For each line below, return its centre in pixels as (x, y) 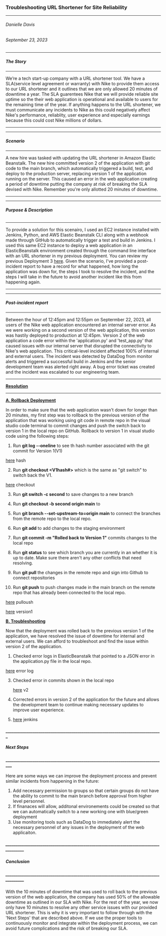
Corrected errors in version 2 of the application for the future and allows (86, 699)
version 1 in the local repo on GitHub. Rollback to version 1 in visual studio (80, 431)
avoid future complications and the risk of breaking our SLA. (67, 929)
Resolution (17, 386)
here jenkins (25, 720)
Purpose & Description (29, 210)
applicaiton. (25, 832)
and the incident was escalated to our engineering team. (63, 372)
